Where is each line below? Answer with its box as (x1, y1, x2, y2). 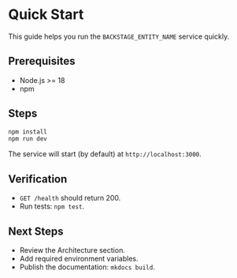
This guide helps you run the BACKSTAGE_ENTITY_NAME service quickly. (8, 32, 230, 41)
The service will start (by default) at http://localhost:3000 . (8, 149, 202, 159)
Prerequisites (8, 54, 76, 68)
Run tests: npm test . (19, 201, 85, 211)
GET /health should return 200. (19, 193, 121, 203)
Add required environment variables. (19, 254, 139, 263)
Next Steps (8, 224, 64, 238)
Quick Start (8, 6, 84, 24)
